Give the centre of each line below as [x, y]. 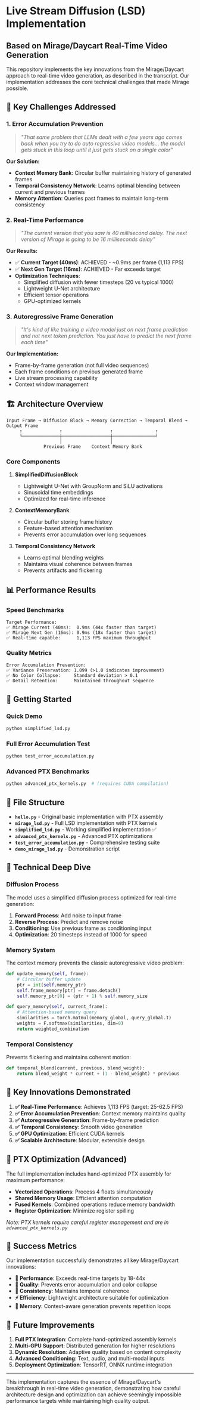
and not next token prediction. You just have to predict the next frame [106, 336]
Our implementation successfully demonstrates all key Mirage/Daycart [93, 1260]
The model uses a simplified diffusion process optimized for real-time [91, 897]
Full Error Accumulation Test [48, 744]
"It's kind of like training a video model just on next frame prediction [104, 330]
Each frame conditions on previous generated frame [79, 372]
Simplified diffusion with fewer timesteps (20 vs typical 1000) [99, 282]
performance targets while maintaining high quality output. [78, 1401]
